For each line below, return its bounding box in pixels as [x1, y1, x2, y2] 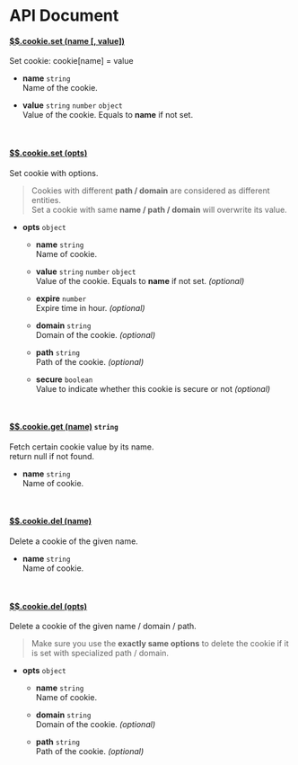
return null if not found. [9, 450, 95, 461]
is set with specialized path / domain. [31, 648, 169, 659]
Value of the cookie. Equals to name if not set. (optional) [35, 275, 245, 286]
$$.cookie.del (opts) [9, 600, 88, 611]
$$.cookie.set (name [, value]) [9, 35, 126, 46]
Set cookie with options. [9, 167, 99, 178]
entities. [31, 194, 61, 205]
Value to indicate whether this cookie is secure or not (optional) [35, 383, 271, 394]
